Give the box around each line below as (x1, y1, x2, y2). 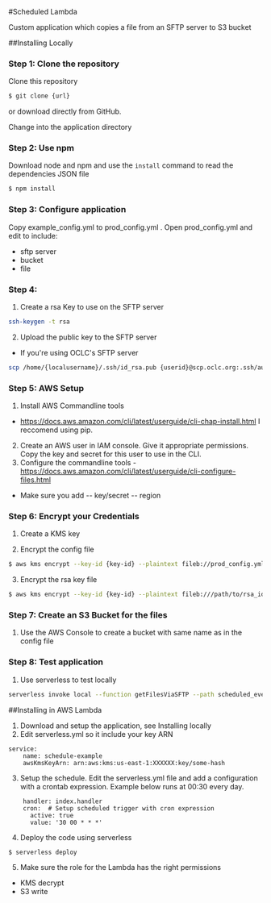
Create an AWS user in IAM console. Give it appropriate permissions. (19, 440, 248, 450)
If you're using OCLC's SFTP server (19, 347, 139, 357)
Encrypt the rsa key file (19, 575, 98, 585)
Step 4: (8, 284, 38, 295)
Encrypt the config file (19, 544, 94, 555)
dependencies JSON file (8, 169, 90, 179)
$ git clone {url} (8, 92, 70, 100)
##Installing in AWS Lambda (8, 705, 102, 714)
